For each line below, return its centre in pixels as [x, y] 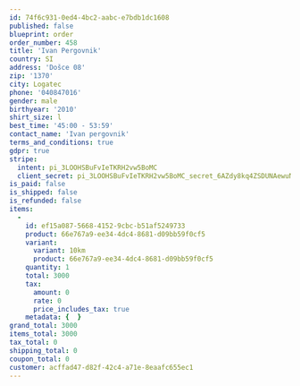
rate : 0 [47, 301]
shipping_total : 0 [43, 350]
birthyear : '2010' [43, 109]
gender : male [33, 101]
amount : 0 [51, 292]
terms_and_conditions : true [62, 142]
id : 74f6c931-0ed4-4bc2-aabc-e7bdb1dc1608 [89, 17]
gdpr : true [29, 150]
